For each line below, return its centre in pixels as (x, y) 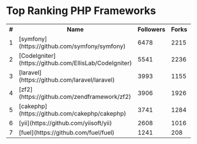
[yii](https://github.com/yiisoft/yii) (65, 123)
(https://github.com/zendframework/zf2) (75, 97)
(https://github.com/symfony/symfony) (72, 46)
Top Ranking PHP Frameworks (81, 11)
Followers (152, 29)
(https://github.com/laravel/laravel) (67, 80)
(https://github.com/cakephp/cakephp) (72, 114)
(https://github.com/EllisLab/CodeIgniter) (75, 63)
